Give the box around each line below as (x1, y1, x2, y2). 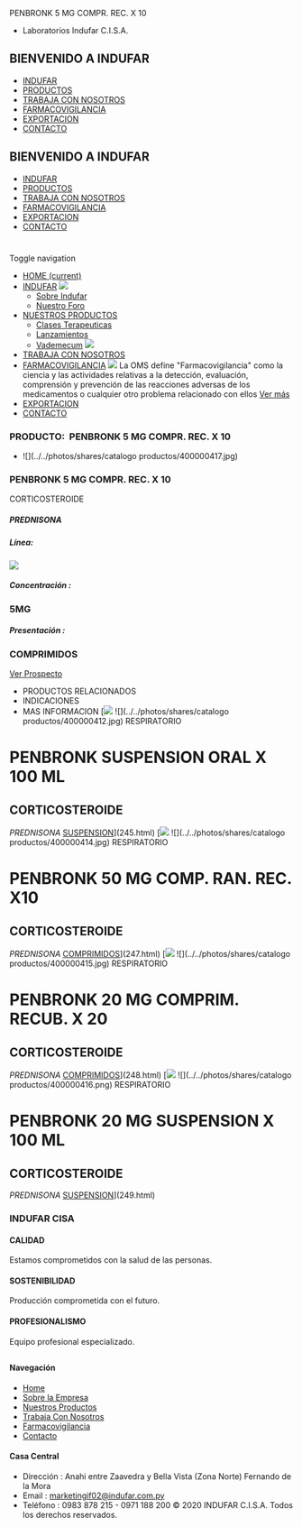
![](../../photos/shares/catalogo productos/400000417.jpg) (22, 451, 239, 462)
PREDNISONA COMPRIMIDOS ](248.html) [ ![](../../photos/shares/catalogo (9, 1070, 292, 1081)
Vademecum (35, 339, 84, 350)
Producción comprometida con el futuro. (9, 1295, 160, 1306)
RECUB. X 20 (9, 1009, 108, 1029)
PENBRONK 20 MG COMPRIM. (9, 989, 240, 1010)
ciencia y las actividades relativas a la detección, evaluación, (22, 369, 249, 380)
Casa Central (9, 1451, 59, 1462)
